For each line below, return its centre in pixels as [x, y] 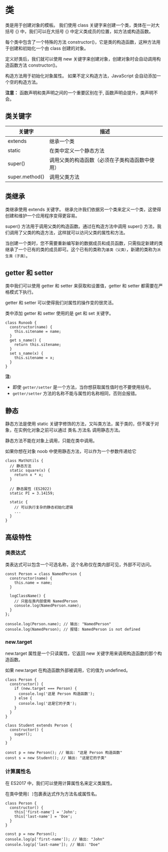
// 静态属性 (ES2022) [30, 489]
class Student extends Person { [39, 726]
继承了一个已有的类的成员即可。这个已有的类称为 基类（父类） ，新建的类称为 [81, 249]
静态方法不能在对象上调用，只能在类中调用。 [51, 441]
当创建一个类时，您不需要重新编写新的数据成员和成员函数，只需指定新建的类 [84, 243]
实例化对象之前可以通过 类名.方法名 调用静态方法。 [70, 430]
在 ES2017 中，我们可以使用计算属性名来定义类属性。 [60, 783]
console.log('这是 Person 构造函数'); [56, 694]
